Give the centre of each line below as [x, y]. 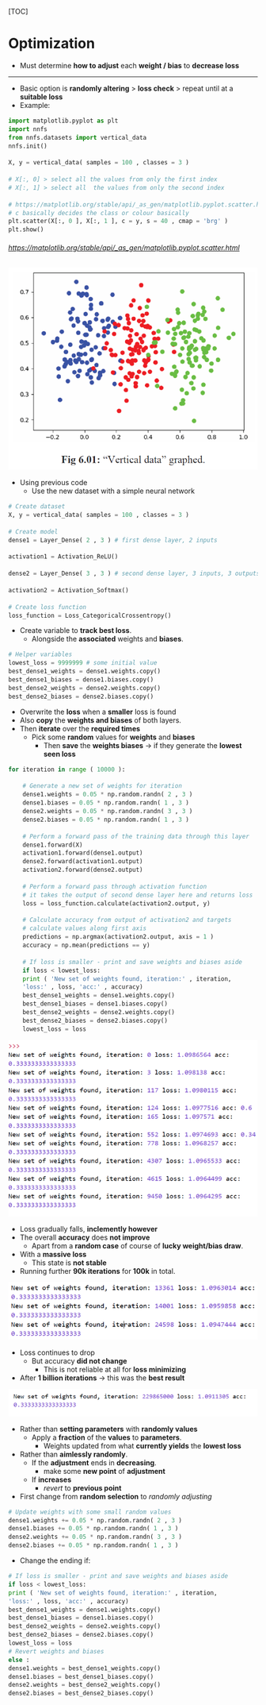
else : [19, 1660]
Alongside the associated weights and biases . [107, 639]
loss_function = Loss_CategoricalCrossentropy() [90, 615]
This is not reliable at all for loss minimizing [114, 1370]
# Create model [33, 531]
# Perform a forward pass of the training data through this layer [136, 836]
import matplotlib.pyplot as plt [63, 121]
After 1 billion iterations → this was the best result [102, 1378]
